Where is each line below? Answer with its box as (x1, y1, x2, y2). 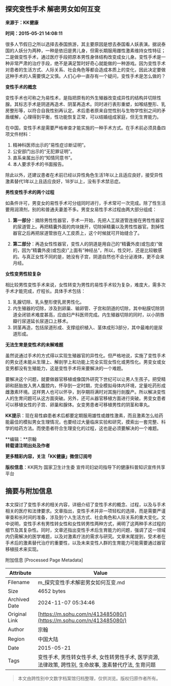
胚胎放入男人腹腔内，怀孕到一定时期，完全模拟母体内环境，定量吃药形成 (14, 382, 166, 388)
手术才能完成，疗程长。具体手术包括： (5, 288, 85, 294)
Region (8, 635, 25, 642)
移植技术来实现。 (5, 546, 41, 552)
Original (8, 610, 27, 618)
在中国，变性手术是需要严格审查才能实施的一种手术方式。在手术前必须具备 (5, 125, 161, 131)
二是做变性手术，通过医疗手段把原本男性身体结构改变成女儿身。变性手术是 (5, 54, 161, 60)
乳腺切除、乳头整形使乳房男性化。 (12, 299, 84, 305)
